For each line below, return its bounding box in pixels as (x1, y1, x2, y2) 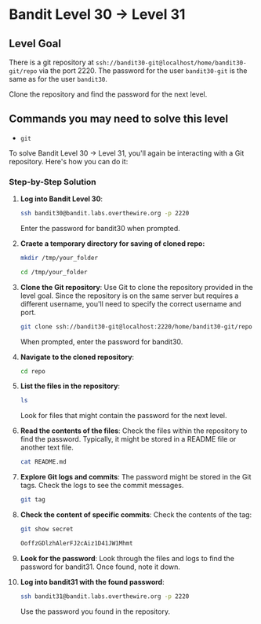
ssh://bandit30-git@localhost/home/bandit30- (96, 59, 247, 67)
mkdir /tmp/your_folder (20, 254, 99, 262)
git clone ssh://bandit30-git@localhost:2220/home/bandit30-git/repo (20, 322, 253, 331)
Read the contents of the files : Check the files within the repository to (20, 426, 248, 435)
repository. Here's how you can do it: (9, 156, 129, 166)
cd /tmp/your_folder (20, 268, 88, 276)
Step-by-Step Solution (9, 176, 96, 187)
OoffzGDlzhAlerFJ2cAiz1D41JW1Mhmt (20, 539, 133, 547)
